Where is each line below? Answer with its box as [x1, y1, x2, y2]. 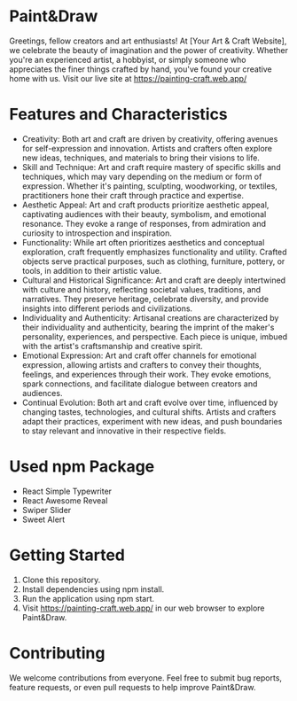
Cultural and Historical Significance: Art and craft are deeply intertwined [21, 275, 286, 285]
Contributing [9, 643, 106, 663]
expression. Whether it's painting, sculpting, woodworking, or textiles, [21, 180, 277, 191]
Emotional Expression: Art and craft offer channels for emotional [21, 350, 257, 361]
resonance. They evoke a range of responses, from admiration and [21, 218, 267, 229]
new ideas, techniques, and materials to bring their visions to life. [21, 152, 260, 163]
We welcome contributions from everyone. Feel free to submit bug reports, [9, 672, 282, 683]
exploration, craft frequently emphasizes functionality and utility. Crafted [21, 246, 287, 257]
